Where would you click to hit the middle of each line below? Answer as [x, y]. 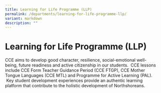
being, [11, 65]
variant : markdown [24, 18]
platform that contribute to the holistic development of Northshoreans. [75, 86]
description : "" [21, 23]
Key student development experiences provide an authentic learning [74, 80]
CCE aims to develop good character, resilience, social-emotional [70, 60]
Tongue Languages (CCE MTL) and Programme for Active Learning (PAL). [79, 76]
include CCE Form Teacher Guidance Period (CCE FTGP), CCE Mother [75, 70]
